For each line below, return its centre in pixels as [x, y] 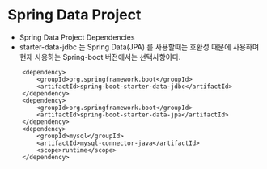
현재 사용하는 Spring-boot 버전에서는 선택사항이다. [100, 57]
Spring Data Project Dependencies [77, 37]
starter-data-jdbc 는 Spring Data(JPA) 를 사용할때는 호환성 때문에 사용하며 [139, 47]
